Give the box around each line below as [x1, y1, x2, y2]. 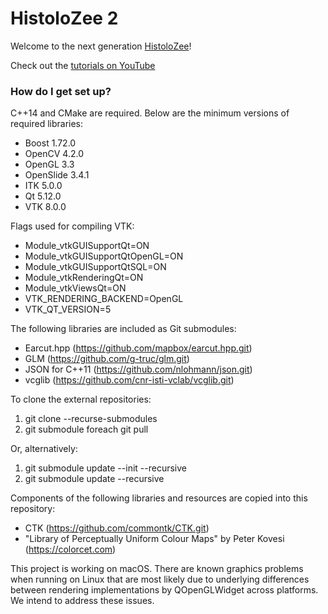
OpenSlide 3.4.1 [24, 169, 90, 181]
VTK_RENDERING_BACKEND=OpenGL [24, 293, 184, 305]
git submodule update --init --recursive [24, 462, 187, 474]
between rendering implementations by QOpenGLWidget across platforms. [10, 584, 319, 596]
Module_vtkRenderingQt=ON [24, 272, 144, 284]
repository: [10, 503, 56, 515]
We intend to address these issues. [10, 595, 155, 607]
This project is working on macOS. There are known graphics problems [10, 563, 304, 575]
